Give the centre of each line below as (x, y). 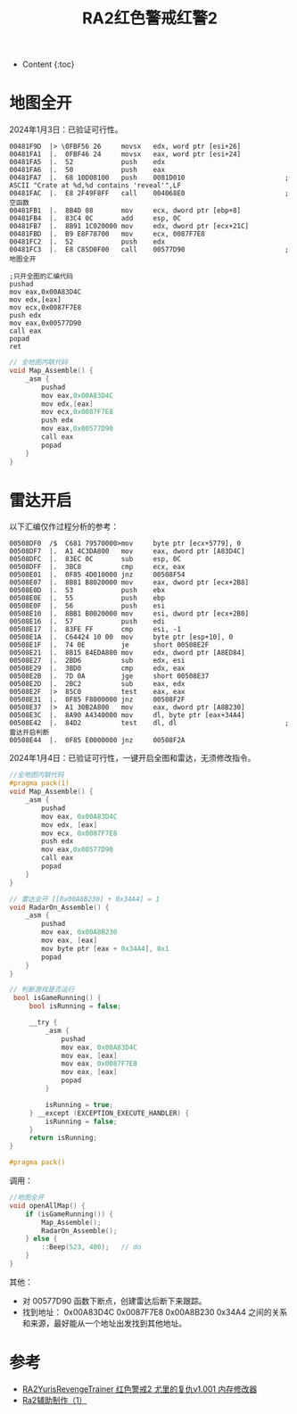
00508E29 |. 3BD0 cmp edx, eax (97, 669)
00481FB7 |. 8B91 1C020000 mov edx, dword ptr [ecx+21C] (129, 227)
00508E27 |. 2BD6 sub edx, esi (97, 661)
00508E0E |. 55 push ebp (87, 599)
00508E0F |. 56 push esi (87, 606)
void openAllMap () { (48, 1205)
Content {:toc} (48, 64)
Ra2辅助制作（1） (54, 1400)
